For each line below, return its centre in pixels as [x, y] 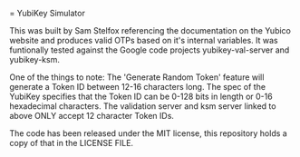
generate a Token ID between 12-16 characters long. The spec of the [137, 87]
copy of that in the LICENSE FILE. [72, 143]
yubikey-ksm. [35, 59]
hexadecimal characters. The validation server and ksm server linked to [143, 106]
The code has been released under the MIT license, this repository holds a [148, 133]
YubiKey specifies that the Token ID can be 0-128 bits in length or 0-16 [141, 96]
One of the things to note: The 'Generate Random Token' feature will [137, 77]
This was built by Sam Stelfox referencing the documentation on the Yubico [150, 30]
